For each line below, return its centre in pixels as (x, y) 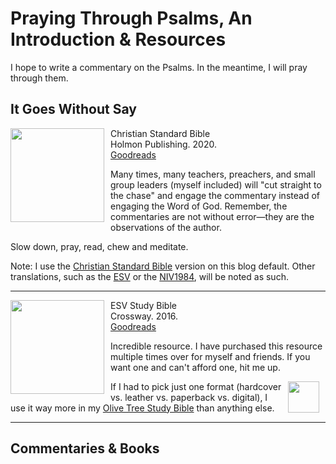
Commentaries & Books (85, 448)
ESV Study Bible (143, 305)
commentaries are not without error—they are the (212, 216)
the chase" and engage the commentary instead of (215, 195)
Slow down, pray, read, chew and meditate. (99, 246)
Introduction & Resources (118, 39)
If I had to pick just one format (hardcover (196, 386)
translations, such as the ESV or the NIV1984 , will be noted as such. (149, 276)
